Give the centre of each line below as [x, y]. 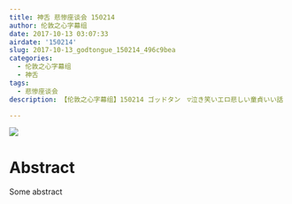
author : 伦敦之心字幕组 [48, 26]
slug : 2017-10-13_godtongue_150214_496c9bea [92, 50]
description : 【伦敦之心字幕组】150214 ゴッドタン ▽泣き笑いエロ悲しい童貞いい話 [146, 99]
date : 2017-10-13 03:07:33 [59, 34]
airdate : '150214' [43, 42]
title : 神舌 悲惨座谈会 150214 [62, 17]
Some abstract [36, 192]
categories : [31, 58]
